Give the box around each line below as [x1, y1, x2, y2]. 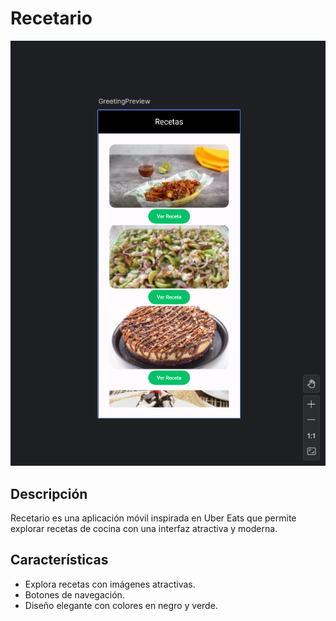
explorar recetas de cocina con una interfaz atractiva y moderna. [10, 522, 278, 534]
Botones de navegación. [24, 588, 125, 601]
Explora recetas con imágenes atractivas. [24, 578, 196, 590]
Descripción [10, 485, 88, 502]
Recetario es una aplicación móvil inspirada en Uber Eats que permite [10, 512, 297, 524]
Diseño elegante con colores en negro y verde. [24, 599, 218, 611]
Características [10, 552, 109, 569]
